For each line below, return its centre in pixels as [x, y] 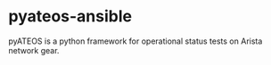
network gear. [34, 50]
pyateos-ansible [70, 16]
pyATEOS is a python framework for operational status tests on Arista [135, 41]
